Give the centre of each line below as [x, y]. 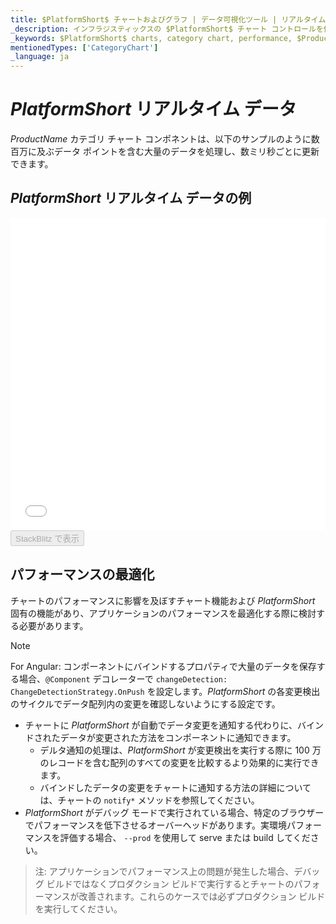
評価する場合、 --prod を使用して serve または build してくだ [185, 837]
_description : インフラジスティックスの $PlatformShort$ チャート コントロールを [167, 29]
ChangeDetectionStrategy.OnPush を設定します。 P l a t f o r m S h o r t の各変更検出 [165, 691]
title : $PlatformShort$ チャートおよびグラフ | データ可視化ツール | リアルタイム [168, 19]
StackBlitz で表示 [47, 538]
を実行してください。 [78, 908]
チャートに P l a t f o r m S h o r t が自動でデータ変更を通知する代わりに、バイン [174, 725]
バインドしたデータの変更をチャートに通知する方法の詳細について [175, 787]
